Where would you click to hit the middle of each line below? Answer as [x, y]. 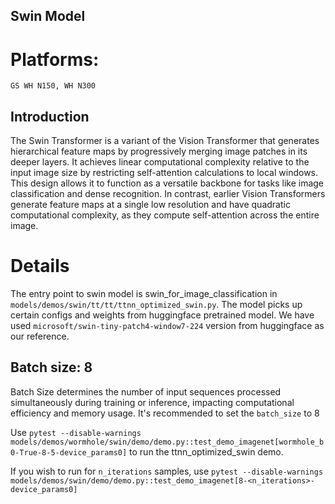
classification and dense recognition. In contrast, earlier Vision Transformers [168, 194]
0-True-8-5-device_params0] [69, 452]
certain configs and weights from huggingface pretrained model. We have [162, 315]
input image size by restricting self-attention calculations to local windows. [164, 173]
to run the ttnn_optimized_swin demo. [206, 451]
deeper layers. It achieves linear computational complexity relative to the [160, 162]
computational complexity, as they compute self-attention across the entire [165, 215]
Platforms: [55, 59]
